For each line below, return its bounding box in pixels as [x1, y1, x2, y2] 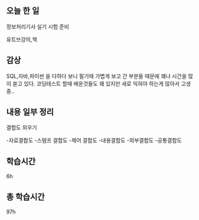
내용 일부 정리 [6, 107, 54, 117]
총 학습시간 [6, 192, 45, 202]
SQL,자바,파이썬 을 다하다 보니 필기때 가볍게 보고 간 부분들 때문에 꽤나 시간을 [6, 72, 187, 80]
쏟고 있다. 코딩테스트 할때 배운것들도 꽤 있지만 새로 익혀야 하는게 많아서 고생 [12, 80, 191, 87]
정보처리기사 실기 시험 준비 [6, 23, 69, 30]
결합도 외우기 [6, 124, 37, 131]
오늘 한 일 [6, 5, 40, 16]
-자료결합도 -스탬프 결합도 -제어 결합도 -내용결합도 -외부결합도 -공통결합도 [6, 137, 182, 144]
